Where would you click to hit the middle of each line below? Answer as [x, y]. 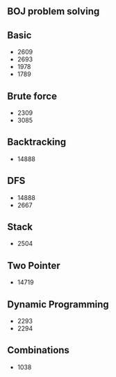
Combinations [38, 350]
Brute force [32, 96]
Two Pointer [34, 265]
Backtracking [37, 142]
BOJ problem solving [53, 11]
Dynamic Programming [58, 304]
